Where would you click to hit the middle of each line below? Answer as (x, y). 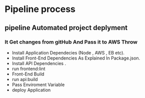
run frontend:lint (28, 68)
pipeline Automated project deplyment (66, 28)
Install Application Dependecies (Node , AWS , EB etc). (68, 52)
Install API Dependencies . (39, 63)
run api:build (25, 79)
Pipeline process (40, 9)
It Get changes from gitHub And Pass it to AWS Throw (71, 42)
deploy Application (31, 90)
